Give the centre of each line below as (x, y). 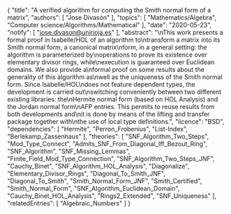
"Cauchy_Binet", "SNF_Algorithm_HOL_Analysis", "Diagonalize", (98, 166)
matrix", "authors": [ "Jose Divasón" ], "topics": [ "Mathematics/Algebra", (112, 17)
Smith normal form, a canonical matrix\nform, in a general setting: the (107, 47)
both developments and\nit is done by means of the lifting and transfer (109, 114)
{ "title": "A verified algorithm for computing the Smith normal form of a (109, 10)
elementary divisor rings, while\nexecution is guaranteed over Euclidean (111, 62)
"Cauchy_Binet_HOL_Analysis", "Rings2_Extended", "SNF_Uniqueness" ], (112, 196)
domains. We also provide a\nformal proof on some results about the (106, 70)
